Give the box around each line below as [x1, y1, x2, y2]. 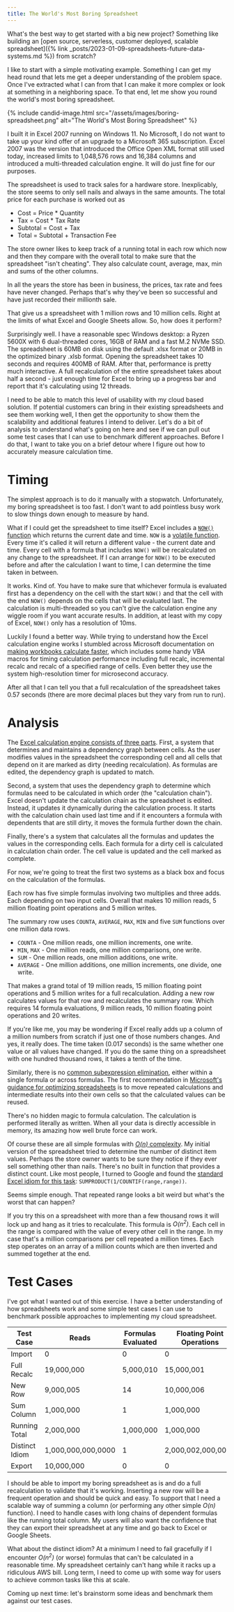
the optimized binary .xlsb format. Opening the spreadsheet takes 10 [7, 352, 204, 360]
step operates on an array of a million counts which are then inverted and [7, 1242, 218, 1250]
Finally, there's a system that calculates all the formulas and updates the [7, 832, 214, 840]
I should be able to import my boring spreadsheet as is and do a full [7, 1479, 201, 1488]
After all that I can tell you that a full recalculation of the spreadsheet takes [7, 683, 221, 691]
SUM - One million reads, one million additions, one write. [17, 953, 178, 962]
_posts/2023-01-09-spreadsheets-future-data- [69, 44, 205, 52]
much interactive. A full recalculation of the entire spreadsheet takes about [7, 366, 221, 375]
